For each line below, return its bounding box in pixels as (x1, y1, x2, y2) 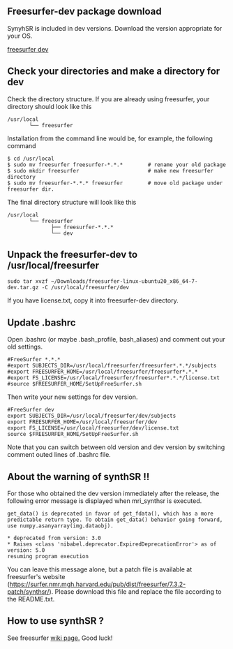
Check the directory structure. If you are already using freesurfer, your (7, 94, 210, 103)
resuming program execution (7, 553, 89, 560)
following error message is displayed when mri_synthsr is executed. (7, 497, 202, 505)
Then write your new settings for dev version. (7, 393, 138, 401)
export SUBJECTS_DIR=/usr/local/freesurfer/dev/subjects (7, 412, 176, 420)
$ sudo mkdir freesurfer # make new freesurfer (7, 167, 214, 174)
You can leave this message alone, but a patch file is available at (7, 565, 193, 574)
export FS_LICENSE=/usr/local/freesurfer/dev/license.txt (7, 425, 179, 432)
